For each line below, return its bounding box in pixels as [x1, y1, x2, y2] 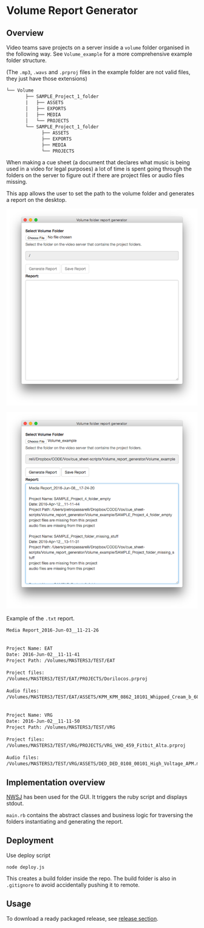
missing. [6, 178, 27, 185]
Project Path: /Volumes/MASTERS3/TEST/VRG [6, 724, 115, 731]
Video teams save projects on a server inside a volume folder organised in [6, 44, 190, 51]
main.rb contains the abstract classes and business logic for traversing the [6, 811, 193, 819]
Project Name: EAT [6, 645, 53, 652]
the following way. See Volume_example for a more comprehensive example [6, 50, 192, 58]
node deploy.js [6, 864, 45, 870]
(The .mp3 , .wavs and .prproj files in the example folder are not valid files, [6, 69, 191, 76]
